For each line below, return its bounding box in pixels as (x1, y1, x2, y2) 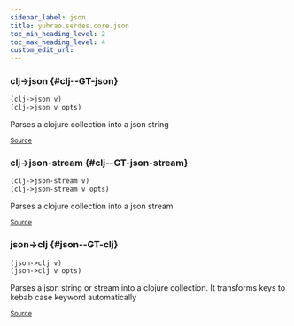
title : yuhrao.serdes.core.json (10, 21, 129, 30)
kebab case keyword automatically (10, 292, 137, 303)
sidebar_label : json (10, 12, 87, 22)
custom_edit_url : (10, 46, 74, 55)
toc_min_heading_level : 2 (10, 29, 105, 38)
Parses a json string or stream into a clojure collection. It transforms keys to (10, 283, 286, 293)
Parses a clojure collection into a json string (10, 119, 169, 130)
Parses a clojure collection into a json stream (10, 201, 174, 212)
